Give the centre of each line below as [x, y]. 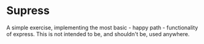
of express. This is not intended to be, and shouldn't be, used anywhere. [98, 34]
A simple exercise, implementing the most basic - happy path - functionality [102, 28]
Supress [28, 11]
